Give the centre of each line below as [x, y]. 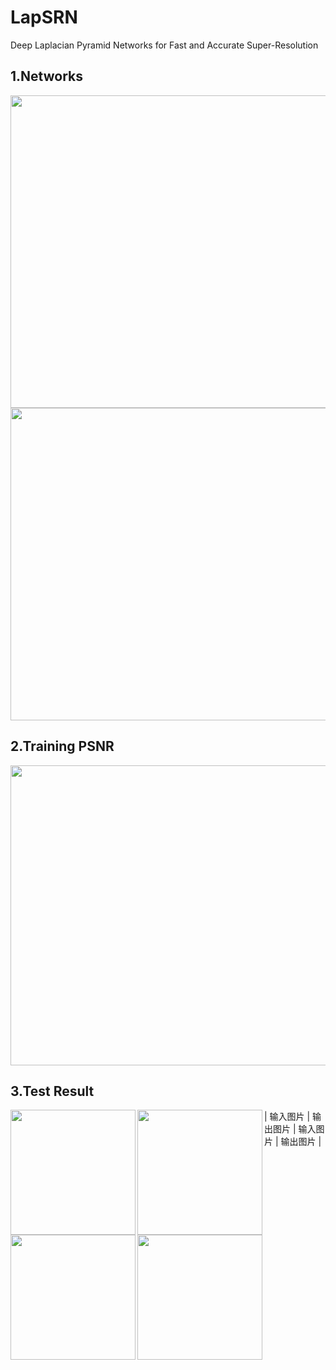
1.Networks [46, 76]
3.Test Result [52, 1091]
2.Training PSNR [62, 746]
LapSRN [44, 17]
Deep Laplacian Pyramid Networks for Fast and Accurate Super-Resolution [164, 45]
